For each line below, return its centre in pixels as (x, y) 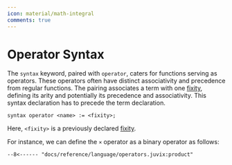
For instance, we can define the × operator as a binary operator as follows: (113, 142)
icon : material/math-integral (51, 14)
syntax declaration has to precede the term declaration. (87, 103)
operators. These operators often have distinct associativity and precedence (116, 81)
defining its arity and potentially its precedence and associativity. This (107, 96)
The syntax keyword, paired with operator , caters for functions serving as (112, 73)
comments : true (29, 20)
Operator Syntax (56, 54)
